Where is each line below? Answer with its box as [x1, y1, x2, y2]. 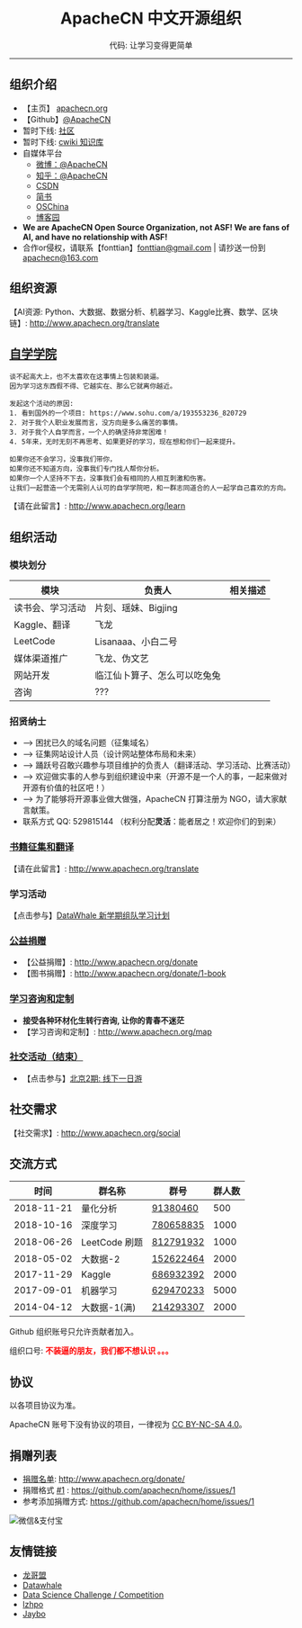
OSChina [35, 201, 69, 211]
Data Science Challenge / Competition [22, 1589, 164, 1600]
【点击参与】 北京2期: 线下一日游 [22, 1073, 143, 1084]
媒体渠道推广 [13, 652, 69, 665]
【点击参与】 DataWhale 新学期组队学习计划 [9, 910, 171, 921]
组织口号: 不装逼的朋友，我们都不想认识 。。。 [9, 1345, 173, 1356]
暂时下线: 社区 [22, 125, 75, 136]
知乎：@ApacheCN [35, 170, 108, 181]
